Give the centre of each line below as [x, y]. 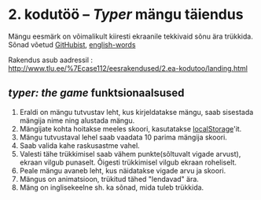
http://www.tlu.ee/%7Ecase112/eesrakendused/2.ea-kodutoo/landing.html [128, 68]
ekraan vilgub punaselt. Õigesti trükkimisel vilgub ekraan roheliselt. [128, 162]
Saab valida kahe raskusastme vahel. [79, 145]
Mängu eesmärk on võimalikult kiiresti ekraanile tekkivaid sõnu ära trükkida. [130, 36]
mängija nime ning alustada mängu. [77, 120]
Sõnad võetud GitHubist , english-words [72, 44]
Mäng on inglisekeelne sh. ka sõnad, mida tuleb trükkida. [112, 187]
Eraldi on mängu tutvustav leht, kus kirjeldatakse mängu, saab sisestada [136, 112]
